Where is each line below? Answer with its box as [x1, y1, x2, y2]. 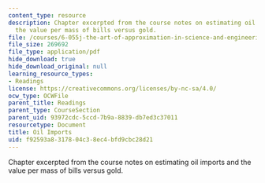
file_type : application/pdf [8, 48, 101, 56]
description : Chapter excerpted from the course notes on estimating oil [8, 19, 256, 27]
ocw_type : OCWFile [8, 92, 69, 100]
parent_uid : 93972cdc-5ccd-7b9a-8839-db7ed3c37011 [8, 114, 178, 122]
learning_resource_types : [8, 70, 93, 78]
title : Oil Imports [8, 128, 73, 136]
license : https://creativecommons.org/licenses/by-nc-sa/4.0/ [8, 84, 217, 93]
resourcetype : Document [8, 121, 87, 129]
